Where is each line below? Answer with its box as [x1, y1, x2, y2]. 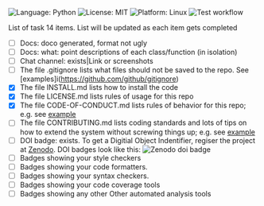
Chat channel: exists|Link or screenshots [19, 56, 153, 66]
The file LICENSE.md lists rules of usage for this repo [19, 91, 194, 101]
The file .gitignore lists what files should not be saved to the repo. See [19, 65, 249, 75]
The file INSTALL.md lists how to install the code [19, 83, 179, 92]
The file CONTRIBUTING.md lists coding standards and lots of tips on [19, 118, 247, 127]
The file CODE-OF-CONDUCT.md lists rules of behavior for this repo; [19, 100, 247, 111]
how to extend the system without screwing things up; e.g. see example [19, 127, 256, 137]
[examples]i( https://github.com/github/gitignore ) [19, 74, 179, 84]
